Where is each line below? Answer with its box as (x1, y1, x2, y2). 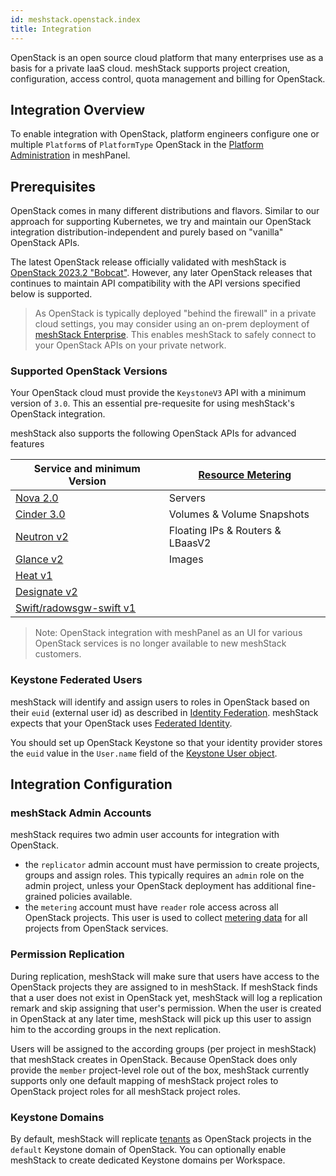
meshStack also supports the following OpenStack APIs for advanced (10, 427, 297, 440)
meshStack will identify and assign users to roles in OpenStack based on (10, 696, 310, 708)
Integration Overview (10, 101, 146, 118)
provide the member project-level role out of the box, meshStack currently (10, 1064, 310, 1076)
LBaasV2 (168, 536, 212, 550)
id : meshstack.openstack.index (10, 14, 141, 25)
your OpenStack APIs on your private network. (34, 339, 227, 351)
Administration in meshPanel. (10, 149, 131, 161)
